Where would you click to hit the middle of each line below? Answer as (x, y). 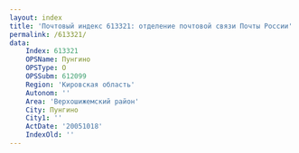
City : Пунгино (52, 110)
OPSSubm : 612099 (56, 76)
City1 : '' (44, 118)
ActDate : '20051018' (64, 127)
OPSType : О (46, 68)
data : (19, 43)
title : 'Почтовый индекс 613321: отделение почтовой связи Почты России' (151, 26)
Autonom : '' (48, 93)
